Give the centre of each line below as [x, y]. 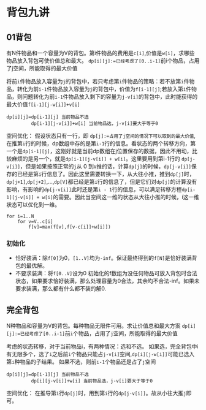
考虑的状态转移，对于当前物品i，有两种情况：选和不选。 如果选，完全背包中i [102, 346]
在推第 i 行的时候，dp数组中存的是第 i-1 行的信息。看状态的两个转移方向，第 [101, 143]
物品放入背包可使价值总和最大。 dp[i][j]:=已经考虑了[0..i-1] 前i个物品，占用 [103, 61]
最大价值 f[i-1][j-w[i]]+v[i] [44, 104]
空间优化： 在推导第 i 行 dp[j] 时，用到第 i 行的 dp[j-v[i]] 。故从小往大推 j [96, 393]
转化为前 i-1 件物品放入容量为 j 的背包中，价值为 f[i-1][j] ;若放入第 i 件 [104, 89]
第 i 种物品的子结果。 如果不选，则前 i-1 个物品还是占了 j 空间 [81, 362]
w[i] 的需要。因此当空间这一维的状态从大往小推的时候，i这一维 [121, 197]
